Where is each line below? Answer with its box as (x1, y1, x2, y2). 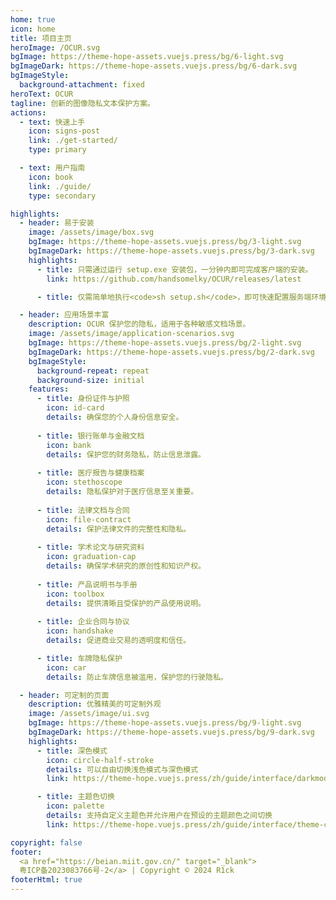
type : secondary (28, 191, 97, 201)
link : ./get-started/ (28, 136, 118, 146)
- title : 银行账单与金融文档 (36, 431, 145, 441)
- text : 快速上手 (19, 117, 86, 127)
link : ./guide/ (28, 181, 92, 191)
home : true (10, 14, 56, 25)
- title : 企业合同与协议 (36, 617, 130, 627)
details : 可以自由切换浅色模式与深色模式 (46, 764, 199, 775)
